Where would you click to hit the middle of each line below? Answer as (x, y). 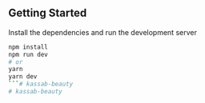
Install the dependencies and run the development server (103, 32)
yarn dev (23, 77)
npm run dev (28, 54)
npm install (28, 47)
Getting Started (48, 13)
